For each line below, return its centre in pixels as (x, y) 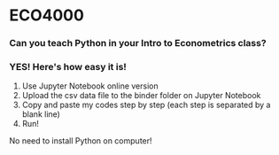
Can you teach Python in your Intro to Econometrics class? (138, 43)
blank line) (41, 114)
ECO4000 (46, 15)
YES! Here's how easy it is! (68, 67)
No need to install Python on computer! (81, 141)
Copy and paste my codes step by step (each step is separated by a (146, 105)
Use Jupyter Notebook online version (90, 86)
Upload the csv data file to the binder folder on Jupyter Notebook (141, 96)
